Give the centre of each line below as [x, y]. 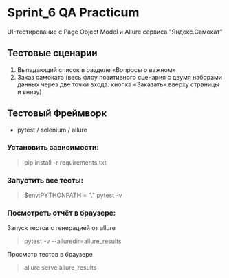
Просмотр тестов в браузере [50, 255]
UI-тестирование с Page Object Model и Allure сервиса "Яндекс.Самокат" [115, 32]
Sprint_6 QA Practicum [73, 13]
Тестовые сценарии [52, 53]
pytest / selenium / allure [52, 130]
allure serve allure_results [60, 268]
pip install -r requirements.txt [65, 162]
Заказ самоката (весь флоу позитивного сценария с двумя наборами [119, 77]
